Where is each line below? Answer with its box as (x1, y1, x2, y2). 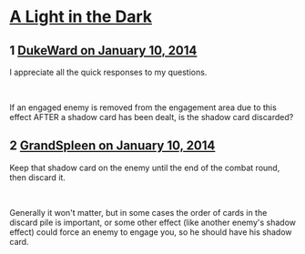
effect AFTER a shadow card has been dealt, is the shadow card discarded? (9, 112, 294, 122)
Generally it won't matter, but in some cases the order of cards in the (9, 207, 268, 218)
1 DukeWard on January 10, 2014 (9, 43, 198, 58)
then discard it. (9, 171, 66, 183)
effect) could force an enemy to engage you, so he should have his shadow (9, 226, 293, 238)
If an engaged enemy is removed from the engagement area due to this (9, 102, 278, 113)
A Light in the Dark (9, 6, 153, 27)
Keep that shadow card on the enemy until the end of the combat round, (9, 162, 280, 173)
